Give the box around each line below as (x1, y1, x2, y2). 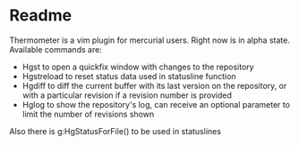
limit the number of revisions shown (21, 109, 155, 119)
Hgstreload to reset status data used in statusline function (21, 70, 236, 81)
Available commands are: (9, 44, 103, 54)
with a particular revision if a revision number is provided (21, 90, 233, 101)
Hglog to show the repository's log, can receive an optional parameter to (21, 99, 291, 109)
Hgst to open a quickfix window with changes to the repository (21, 61, 254, 72)
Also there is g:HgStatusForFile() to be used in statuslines (9, 125, 222, 136)
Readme (9, 5, 73, 26)
